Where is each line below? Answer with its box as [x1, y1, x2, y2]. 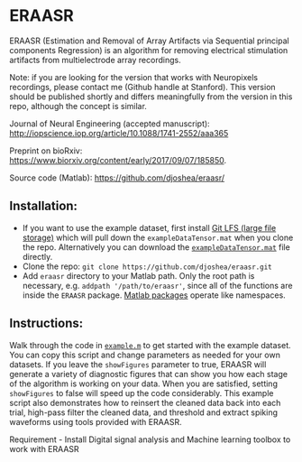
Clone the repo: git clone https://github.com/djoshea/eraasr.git [22, 261, 272, 272]
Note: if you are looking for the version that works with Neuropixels [9, 71, 259, 82]
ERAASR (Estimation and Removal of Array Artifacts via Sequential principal [9, 35, 290, 46]
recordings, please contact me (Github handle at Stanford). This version [9, 81, 277, 92]
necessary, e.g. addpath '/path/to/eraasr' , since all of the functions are [22, 280, 293, 291]
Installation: [9, 199, 78, 214]
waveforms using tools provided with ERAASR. [9, 416, 182, 427]
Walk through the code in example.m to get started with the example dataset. [9, 339, 291, 350]
